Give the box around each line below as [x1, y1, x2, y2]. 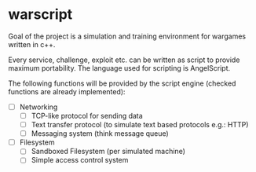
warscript [8, 5, 73, 24]
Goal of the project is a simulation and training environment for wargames [8, 31, 246, 41]
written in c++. [8, 39, 56, 49]
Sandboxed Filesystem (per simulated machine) [31, 147, 186, 156]
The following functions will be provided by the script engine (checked [8, 79, 236, 88]
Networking [19, 102, 58, 112]
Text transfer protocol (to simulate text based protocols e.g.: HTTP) [31, 120, 249, 130]
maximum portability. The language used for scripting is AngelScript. [8, 63, 231, 72]
